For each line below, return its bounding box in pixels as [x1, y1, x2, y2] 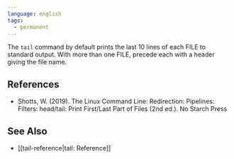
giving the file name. [7, 58, 67, 66]
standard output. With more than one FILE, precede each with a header [7, 50, 215, 59]
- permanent [13, 23, 50, 30]
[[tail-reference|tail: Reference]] [17, 144, 111, 152]
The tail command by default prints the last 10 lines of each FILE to [7, 43, 206, 52]
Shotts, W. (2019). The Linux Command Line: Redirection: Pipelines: [17, 97, 215, 106]
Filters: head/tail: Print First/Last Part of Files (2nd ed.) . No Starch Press [17, 105, 228, 113]
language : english [7, 10, 62, 18]
